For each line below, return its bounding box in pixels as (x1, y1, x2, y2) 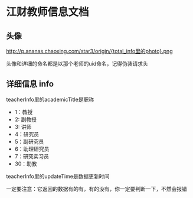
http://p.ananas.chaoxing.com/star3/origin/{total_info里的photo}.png (6, 48, 173, 54)
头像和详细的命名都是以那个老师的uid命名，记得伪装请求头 (6, 60, 149, 67)
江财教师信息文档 (6, 5, 90, 19)
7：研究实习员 (14, 152, 49, 160)
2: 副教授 (14, 116, 37, 123)
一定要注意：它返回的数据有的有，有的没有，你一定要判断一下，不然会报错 (6, 185, 187, 192)
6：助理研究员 (14, 145, 50, 152)
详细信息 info (6, 79, 54, 89)
